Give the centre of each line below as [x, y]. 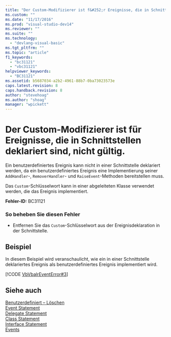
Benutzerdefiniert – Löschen [35, 302]
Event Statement [23, 308]
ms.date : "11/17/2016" [29, 19]
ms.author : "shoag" [26, 100]
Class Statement [22, 319]
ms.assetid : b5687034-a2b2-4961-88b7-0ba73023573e [60, 81]
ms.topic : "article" [27, 52]
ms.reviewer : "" [22, 29]
